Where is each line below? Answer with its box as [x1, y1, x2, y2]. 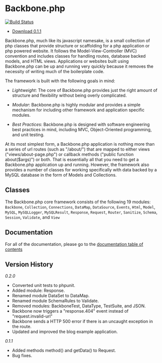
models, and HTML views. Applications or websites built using [5, 58, 129, 64]
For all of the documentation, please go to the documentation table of [5, 241, 144, 247]
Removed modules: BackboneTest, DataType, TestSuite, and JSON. [12, 303, 146, 309]
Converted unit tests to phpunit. [12, 283, 75, 288]
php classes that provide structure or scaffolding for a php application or [5, 43, 150, 48]
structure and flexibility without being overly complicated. [12, 92, 127, 98]
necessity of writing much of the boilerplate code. [5, 68, 105, 74]
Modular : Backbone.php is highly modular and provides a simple [12, 102, 141, 107]
